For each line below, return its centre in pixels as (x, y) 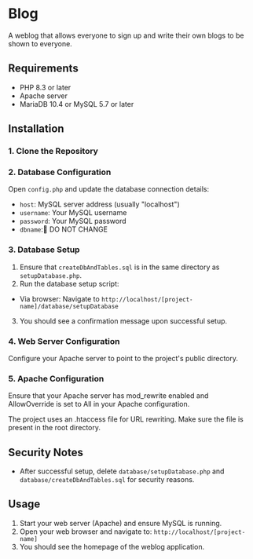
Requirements (43, 69)
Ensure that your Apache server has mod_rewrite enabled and (108, 396)
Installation (36, 129)
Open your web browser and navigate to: (86, 532)
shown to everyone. (40, 43)
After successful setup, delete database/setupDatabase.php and (122, 471)
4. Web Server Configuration (64, 341)
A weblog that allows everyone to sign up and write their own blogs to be (126, 35)
